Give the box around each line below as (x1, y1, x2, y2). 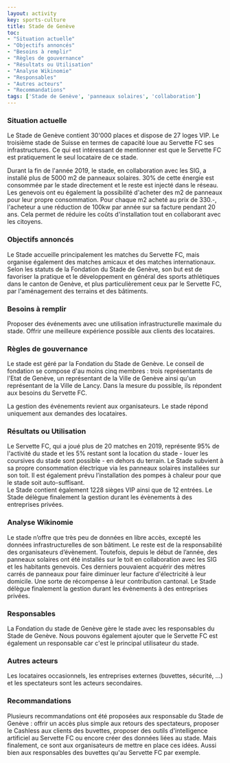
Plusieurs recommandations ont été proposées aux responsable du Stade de (7, 711, 224, 720)
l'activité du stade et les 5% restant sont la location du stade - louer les (7, 449, 209, 457)
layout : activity (7, 10, 57, 17)
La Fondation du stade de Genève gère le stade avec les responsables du (7, 624, 215, 633)
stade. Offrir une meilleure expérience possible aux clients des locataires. (7, 327, 215, 335)
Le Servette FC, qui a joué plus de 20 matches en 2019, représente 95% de (7, 442, 220, 451)
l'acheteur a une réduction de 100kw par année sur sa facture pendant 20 (7, 203, 216, 212)
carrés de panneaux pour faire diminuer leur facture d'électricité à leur (7, 569, 207, 578)
